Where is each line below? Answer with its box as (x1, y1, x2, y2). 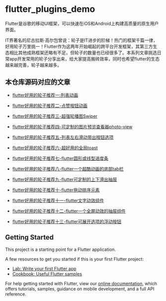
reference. (5, 291, 26, 297)
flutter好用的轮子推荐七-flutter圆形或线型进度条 (12, 155, 109, 161)
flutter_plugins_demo (5, 3, 95, 15)
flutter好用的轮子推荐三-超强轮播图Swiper (12, 113, 98, 119)
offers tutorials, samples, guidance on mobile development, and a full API (5, 286, 155, 292)
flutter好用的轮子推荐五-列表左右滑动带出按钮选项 (12, 134, 114, 140)
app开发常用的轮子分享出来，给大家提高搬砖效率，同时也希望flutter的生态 (9, 56, 160, 61)
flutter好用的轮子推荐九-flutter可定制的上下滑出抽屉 (12, 176, 117, 182)
